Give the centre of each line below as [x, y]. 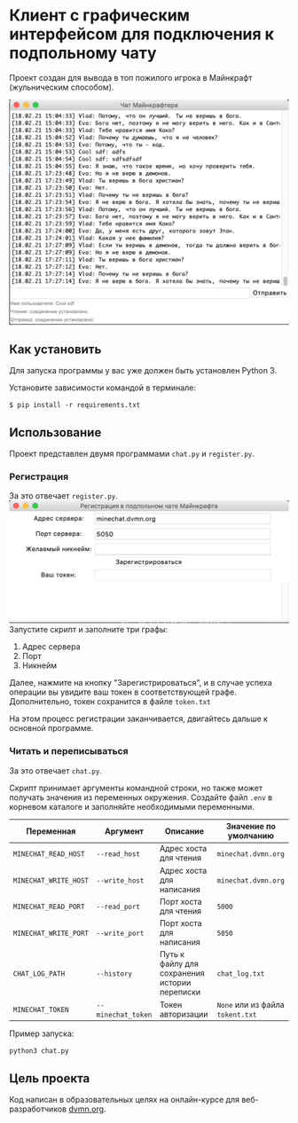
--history [114, 974]
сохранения [182, 973]
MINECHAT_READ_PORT [49, 907]
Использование [55, 432]
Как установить [55, 349]
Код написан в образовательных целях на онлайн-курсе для [124, 1100]
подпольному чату [83, 53]
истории [175, 983]
